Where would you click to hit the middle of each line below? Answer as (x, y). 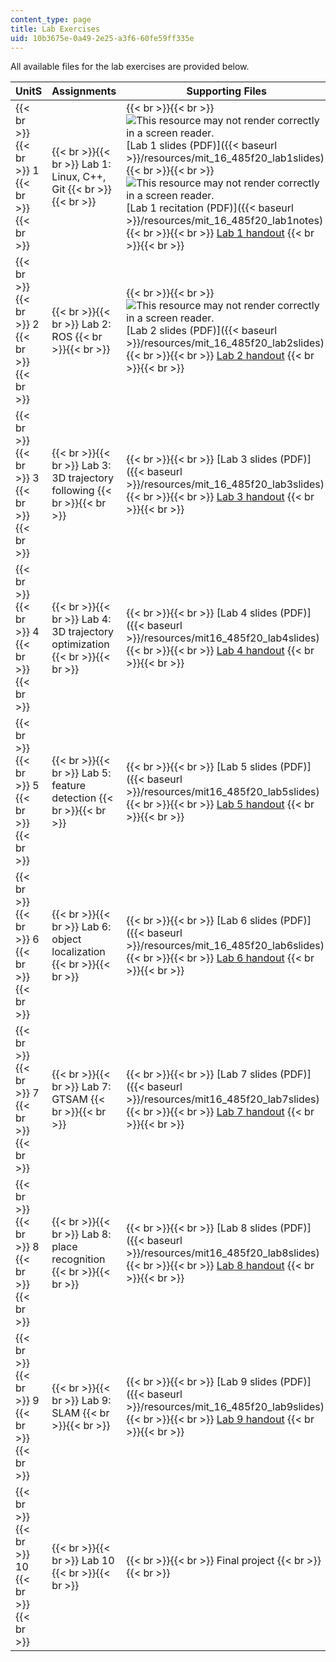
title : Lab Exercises (55, 29)
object (66, 939)
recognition (78, 1259)
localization (78, 952)
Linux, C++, (79, 177)
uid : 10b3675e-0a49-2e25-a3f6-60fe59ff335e (102, 38)
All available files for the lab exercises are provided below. (130, 67)
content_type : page (51, 19)
